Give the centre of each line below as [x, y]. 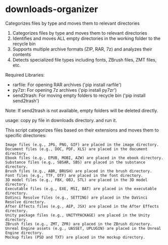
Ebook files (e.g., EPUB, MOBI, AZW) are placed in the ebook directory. [85, 158]
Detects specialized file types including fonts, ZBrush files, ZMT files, [85, 59]
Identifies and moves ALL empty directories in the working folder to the [86, 38]
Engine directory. [24, 233]
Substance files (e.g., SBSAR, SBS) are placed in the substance [75, 162]
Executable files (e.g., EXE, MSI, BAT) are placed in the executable [81, 189]
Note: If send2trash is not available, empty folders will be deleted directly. [82, 110]
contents [22, 54]
